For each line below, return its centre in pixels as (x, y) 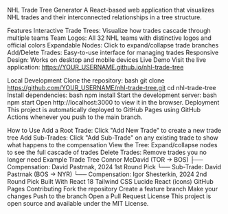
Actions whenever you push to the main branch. (75, 117)
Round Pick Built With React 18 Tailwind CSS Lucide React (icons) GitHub (111, 181)
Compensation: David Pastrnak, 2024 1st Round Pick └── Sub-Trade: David (114, 167)
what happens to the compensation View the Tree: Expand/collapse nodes (112, 145)
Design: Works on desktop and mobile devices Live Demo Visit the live (107, 60)
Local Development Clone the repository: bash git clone (86, 81)
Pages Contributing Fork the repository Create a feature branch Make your (113, 189)
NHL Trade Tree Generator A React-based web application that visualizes (111, 10)
